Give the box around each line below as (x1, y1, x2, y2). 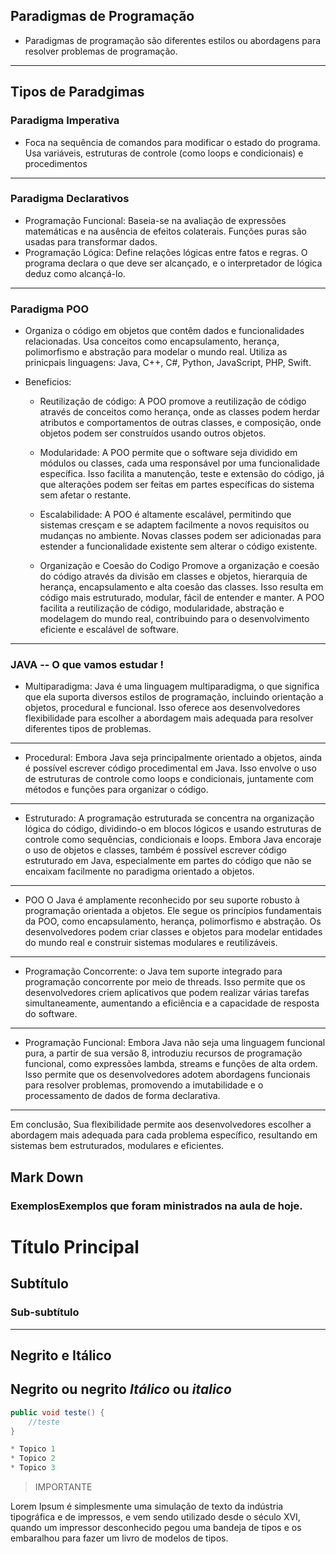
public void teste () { (10, 1407, 105, 1418)
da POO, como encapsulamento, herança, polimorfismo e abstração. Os (24, 915, 322, 928)
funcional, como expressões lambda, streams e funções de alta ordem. (24, 1058, 318, 1070)
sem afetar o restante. (39, 489, 132, 501)
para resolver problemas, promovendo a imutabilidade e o (24, 1079, 264, 1091)
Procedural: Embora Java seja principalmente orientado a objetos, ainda (24, 752, 323, 764)
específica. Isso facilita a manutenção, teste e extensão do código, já (39, 468, 325, 480)
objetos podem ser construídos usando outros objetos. (39, 427, 267, 439)
